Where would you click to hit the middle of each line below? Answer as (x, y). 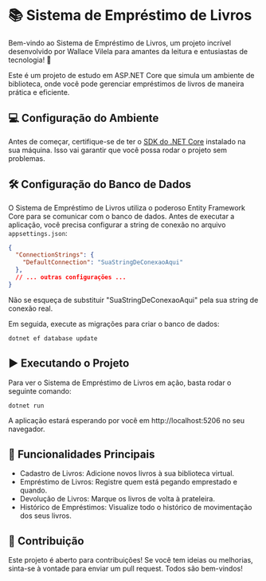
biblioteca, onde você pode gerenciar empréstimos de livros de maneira (126, 84)
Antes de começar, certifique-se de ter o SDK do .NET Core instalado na (127, 141)
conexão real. (31, 308)
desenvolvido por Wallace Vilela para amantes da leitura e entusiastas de (128, 51)
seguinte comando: (40, 391)
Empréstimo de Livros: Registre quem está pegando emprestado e (128, 482)
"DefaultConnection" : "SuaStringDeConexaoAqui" (103, 263)
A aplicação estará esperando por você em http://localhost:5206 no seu (127, 421)
